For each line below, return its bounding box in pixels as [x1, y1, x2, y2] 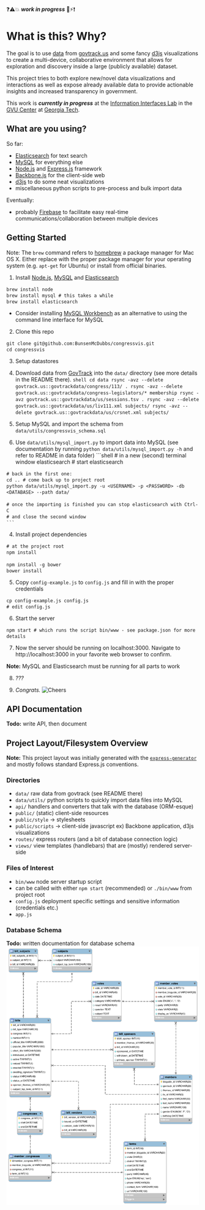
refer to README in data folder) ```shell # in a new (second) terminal [15, 451, 187, 459]
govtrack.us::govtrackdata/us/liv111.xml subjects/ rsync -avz [15, 403, 181, 409]
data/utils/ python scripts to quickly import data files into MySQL [15, 797, 183, 804]
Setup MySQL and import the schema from [15, 420, 124, 427]
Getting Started [6, 232, 67, 243]
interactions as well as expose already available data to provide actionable [6, 81, 194, 88]
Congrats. [15, 686, 41, 694]
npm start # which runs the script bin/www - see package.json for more [6, 627, 196, 634]
